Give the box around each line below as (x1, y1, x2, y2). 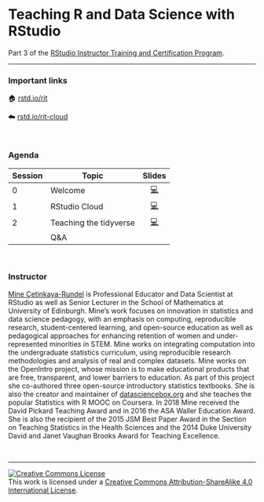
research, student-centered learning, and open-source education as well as (8, 322, 254, 332)
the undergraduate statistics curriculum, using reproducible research (8, 347, 231, 357)
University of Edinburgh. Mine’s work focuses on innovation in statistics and (8, 306, 254, 315)
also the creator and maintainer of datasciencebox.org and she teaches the (8, 389, 252, 398)
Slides (142, 170, 167, 181)
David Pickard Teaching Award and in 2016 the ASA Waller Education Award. (8, 406, 255, 415)
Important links (8, 75, 68, 85)
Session (12, 170, 43, 181)
